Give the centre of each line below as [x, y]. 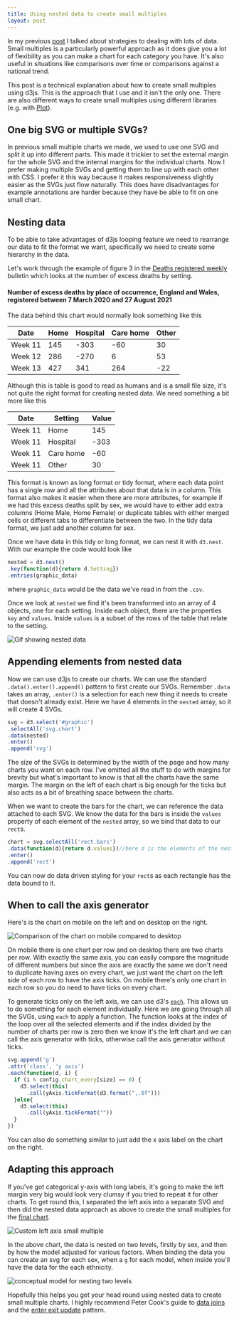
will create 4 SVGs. [35, 709]
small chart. [25, 200]
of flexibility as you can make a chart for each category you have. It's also [116, 56]
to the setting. [28, 625]
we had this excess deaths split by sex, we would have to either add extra [115, 505]
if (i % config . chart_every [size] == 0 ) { [78, 1080]
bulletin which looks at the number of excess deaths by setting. [100, 276]
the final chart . [29, 1216]
